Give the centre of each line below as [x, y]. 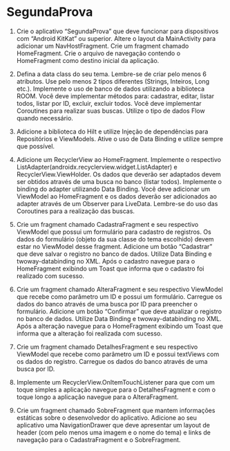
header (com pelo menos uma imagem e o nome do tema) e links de [114, 432]
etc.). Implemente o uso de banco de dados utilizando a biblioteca [111, 89]
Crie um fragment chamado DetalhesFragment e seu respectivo [107, 347]
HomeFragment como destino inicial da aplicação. [88, 60]
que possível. [36, 146]
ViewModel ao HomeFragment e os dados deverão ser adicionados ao [116, 196]
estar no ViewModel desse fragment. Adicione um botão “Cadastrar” [114, 246]
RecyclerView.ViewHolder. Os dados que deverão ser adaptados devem [119, 174]
